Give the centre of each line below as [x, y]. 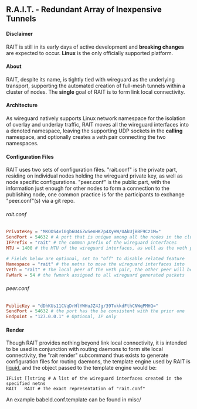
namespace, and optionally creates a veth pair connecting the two [86, 137]
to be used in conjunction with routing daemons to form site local [84, 349]
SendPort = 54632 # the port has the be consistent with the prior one [95, 311]
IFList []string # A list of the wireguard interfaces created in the [94, 379]
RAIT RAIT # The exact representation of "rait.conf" [76, 389]
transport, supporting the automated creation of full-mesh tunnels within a [96, 86]
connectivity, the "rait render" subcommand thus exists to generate [87, 355]
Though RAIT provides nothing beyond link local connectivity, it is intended [96, 343]
